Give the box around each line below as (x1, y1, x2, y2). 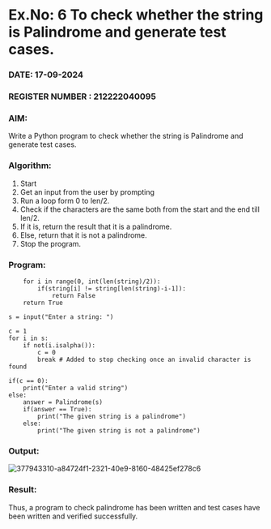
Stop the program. (19, 239, 82, 248)
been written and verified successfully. (8, 511, 138, 521)
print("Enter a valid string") (23, 384, 129, 392)
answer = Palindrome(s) (23, 398, 104, 406)
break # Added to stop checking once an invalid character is (37, 355, 252, 363)
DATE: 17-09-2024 (8, 69, 83, 80)
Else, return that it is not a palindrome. (19, 230, 147, 240)
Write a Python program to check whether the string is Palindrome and (8, 131, 243, 141)
